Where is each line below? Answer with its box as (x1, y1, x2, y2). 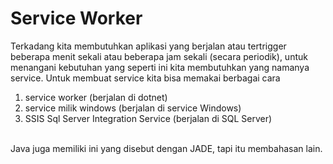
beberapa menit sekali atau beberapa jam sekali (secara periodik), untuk (10, 50, 308, 62)
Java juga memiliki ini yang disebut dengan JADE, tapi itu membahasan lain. (10, 142, 323, 154)
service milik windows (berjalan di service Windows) (24, 102, 242, 114)
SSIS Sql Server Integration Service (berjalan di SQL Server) (24, 112, 273, 124)
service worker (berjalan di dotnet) (24, 91, 168, 103)
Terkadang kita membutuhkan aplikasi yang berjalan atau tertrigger (10, 40, 287, 52)
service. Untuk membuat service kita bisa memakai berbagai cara (10, 72, 281, 84)
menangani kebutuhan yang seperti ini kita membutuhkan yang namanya (10, 61, 310, 73)
